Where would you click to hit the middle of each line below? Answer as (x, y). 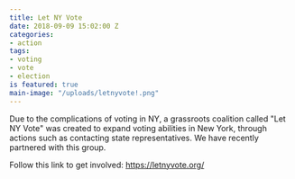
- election (30, 76)
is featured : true (44, 85)
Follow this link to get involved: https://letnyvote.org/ (107, 165)
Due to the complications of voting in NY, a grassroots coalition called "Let (147, 119)
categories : (32, 34)
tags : (19, 51)
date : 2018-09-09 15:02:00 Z (64, 26)
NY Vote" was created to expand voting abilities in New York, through (138, 128)
